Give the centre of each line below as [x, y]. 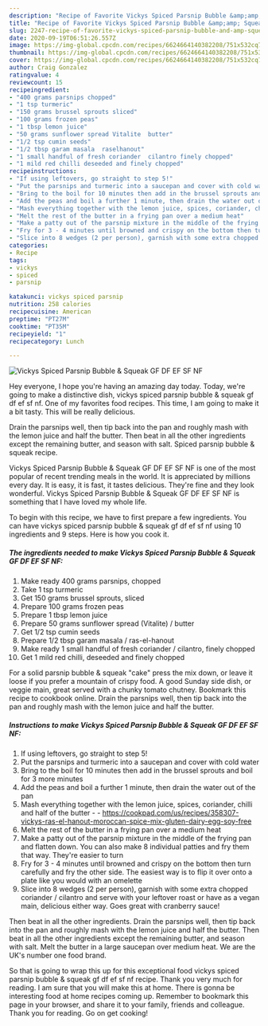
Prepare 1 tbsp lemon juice [64, 615]
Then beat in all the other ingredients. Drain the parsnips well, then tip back [132, 922]
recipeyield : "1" [38, 334]
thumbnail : [27, 53]
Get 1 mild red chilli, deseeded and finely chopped [103, 658]
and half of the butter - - [60, 813]
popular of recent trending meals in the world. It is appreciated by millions [130, 477]
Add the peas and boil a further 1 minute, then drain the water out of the [138, 788]
